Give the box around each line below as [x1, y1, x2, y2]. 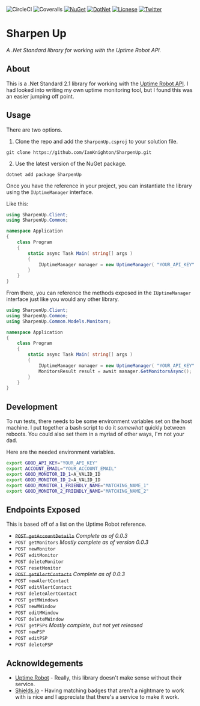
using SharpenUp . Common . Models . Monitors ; [6, 318, 112, 324]
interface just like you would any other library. [6, 296, 120, 303]
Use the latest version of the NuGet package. [14, 160, 127, 167]
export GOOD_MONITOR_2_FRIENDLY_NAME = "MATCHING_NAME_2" [6, 488, 149, 494]
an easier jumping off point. [6, 93, 74, 100]
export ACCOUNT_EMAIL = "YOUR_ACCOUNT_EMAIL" [6, 466, 117, 472]
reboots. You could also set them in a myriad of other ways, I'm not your [6, 430, 185, 438]
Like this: [6, 200, 29, 207]
